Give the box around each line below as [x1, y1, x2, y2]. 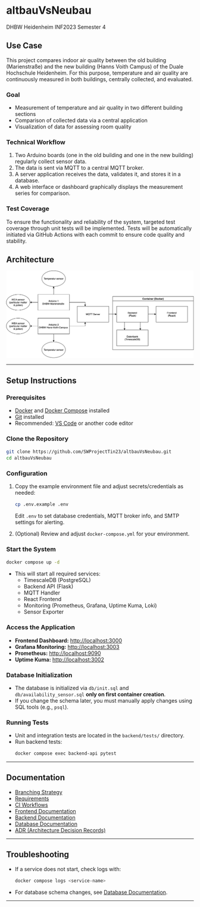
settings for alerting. [14, 519, 65, 526]
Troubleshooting [6, 850, 70, 860]
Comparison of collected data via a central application [14, 117, 148, 124]
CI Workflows [14, 801, 48, 808]
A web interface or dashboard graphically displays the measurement [14, 183, 183, 191]
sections [14, 111, 36, 118]
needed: [14, 489, 36, 497]
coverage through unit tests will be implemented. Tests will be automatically [6, 225, 192, 232]
